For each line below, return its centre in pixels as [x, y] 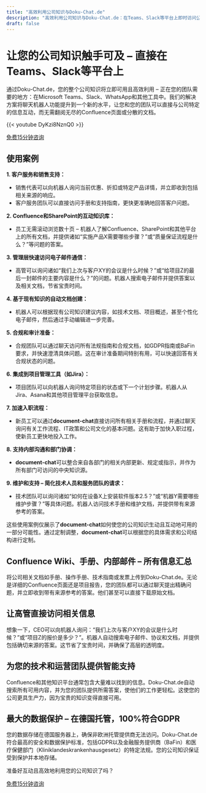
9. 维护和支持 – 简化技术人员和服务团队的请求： [66, 483]
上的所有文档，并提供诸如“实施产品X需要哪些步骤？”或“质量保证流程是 [104, 236]
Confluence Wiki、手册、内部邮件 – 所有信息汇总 [99, 561]
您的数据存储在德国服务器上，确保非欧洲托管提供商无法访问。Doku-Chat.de [102, 735]
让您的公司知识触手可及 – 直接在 [87, 56]
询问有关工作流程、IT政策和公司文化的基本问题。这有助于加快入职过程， [106, 429]
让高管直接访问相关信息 [51, 614]
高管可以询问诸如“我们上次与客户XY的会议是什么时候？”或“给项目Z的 [102, 270]
